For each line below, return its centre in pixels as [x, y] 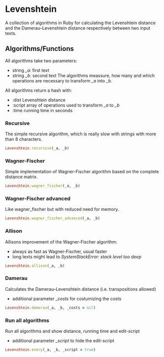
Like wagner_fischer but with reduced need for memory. [62, 209]
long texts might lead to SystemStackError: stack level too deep [77, 257]
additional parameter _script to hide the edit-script [63, 340]
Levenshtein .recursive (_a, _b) [37, 148]
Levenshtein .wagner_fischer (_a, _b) [43, 186]
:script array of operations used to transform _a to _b [66, 105]
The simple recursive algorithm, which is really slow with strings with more [81, 134]
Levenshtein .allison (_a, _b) [35, 266]
